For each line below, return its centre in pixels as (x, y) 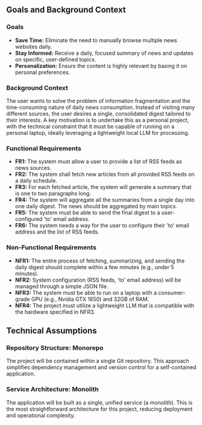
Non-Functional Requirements (51, 247)
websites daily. (33, 46)
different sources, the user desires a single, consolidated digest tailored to (99, 113)
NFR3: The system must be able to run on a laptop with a (86, 293)
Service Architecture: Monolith (52, 389)
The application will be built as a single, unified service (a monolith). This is (99, 402)
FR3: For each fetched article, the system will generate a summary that (103, 187)
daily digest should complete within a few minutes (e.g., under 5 (94, 267)
